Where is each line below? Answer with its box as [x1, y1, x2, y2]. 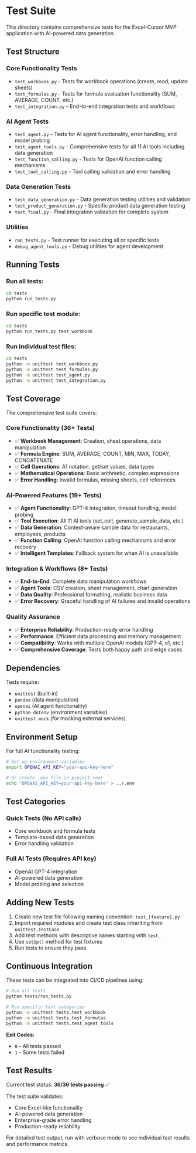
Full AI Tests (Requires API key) [6, 854, 97, 863]
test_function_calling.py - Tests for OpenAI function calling [14, 155, 162, 162]
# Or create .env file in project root [6, 775, 104, 781]
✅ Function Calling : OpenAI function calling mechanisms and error [14, 537, 177, 544]
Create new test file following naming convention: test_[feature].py [14, 913, 180, 920]
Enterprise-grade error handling [14, 1117, 92, 1124]
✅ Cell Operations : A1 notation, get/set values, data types [14, 463, 154, 470]
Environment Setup [6, 732, 78, 742]
